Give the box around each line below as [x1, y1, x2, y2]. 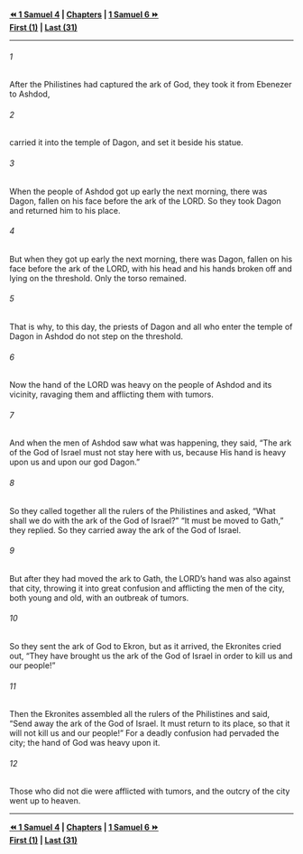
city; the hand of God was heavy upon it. [9, 738, 161, 748]
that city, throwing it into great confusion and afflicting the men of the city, [9, 583, 285, 593]
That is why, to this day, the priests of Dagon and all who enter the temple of [9, 321, 293, 333]
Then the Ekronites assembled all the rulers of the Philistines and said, [9, 709, 271, 720]
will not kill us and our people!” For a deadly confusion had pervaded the [9, 728, 280, 739]
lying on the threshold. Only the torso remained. [9, 272, 187, 283]
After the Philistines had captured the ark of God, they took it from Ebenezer [9, 79, 292, 90]
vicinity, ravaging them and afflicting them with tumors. [9, 389, 214, 400]
